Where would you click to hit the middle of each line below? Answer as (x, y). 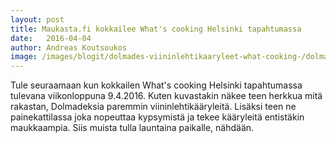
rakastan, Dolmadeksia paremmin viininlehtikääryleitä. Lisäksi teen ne (153, 107)
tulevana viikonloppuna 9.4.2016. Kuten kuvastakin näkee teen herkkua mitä (166, 96)
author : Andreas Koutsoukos (69, 47)
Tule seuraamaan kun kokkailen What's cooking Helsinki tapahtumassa (156, 85)
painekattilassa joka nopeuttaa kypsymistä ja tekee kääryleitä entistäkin (157, 117)
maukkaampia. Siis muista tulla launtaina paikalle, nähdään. (132, 128)
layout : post (37, 19)
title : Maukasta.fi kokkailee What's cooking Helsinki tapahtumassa (156, 29)
